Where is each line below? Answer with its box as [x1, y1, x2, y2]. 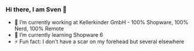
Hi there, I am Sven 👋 [5, 5, 67, 14]
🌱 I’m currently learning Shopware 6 [14, 31, 103, 39]
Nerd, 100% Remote [14, 25, 64, 32]
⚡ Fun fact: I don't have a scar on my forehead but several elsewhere [14, 38, 184, 45]
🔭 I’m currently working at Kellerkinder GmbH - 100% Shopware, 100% [14, 19, 189, 26]
